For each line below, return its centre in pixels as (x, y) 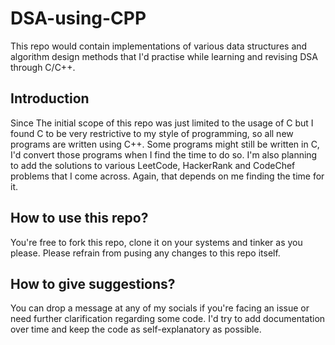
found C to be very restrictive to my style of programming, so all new (152, 133)
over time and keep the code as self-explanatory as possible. (136, 329)
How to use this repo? (79, 218)
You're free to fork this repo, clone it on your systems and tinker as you (156, 242)
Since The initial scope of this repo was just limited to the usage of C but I (162, 123)
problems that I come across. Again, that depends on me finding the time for (167, 176)
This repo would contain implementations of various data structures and (159, 46)
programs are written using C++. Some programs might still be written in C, (165, 144)
